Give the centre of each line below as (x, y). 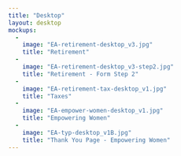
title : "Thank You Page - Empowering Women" (96, 140)
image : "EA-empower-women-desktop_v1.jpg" (93, 111)
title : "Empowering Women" (66, 118)
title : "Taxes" (47, 96)
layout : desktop (35, 23)
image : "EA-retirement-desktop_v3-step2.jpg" (98, 67)
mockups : (22, 30)
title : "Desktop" (37, 15)
